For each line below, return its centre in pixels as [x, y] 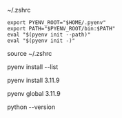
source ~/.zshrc [30, 53]
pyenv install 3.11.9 [33, 80]
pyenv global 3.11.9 [34, 94]
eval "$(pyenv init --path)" [49, 35]
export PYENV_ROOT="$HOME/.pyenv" [57, 23]
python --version [31, 107]
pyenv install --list [33, 67]
